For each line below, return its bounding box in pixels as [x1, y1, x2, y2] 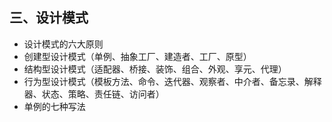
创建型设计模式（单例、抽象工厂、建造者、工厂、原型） [23, 50, 252, 62]
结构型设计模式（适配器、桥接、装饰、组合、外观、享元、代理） [23, 63, 287, 75]
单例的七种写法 [23, 100, 86, 112]
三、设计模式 [9, 9, 89, 27]
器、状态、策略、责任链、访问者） [23, 88, 165, 100]
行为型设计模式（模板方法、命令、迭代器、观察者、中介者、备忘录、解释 [23, 75, 322, 87]
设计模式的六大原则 [23, 38, 104, 50]
